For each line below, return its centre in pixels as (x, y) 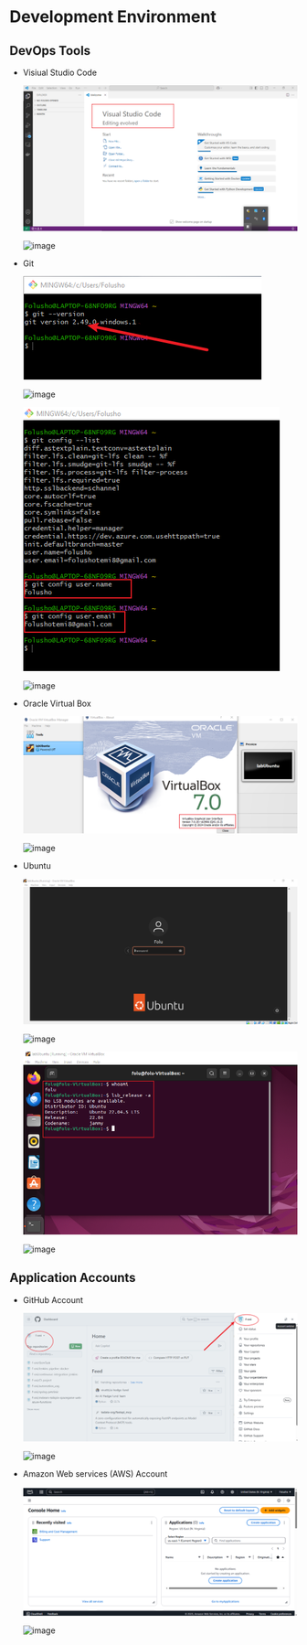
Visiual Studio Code (60, 72)
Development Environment (113, 17)
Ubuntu (37, 866)
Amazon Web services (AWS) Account (95, 1474)
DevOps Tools (50, 51)
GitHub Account (53, 1299)
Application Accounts (73, 1278)
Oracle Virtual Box (57, 703)
